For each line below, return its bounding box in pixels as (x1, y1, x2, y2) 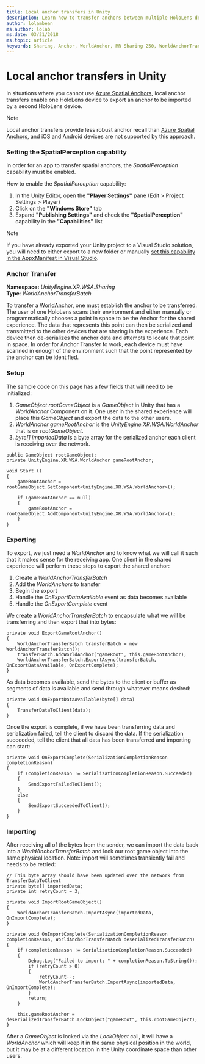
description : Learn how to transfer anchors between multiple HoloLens (6, 15, 192, 21)
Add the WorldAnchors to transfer (15, 581, 101, 588)
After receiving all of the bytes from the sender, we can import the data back (6, 841, 199, 849)
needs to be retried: (6, 861, 56, 868)
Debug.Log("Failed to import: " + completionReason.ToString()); (28, 958, 198, 964)
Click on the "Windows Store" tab (15, 205, 102, 212)
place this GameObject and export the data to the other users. (15, 414, 171, 421)
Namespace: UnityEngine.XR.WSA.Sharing (6, 283, 115, 291)
